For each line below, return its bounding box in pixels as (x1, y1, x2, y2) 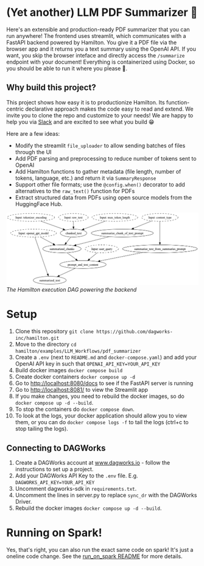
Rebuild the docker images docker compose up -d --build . (15, 504, 162, 512)
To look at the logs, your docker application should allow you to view (15, 412, 188, 419)
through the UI (15, 148, 52, 155)
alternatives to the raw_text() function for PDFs (15, 187, 135, 194)
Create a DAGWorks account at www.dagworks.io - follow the (15, 458, 171, 466)
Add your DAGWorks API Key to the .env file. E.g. (15, 472, 138, 479)
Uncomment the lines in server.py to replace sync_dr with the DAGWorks (15, 491, 197, 499)
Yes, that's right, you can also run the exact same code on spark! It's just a (6, 546, 194, 553)
